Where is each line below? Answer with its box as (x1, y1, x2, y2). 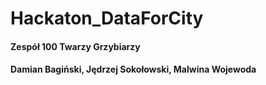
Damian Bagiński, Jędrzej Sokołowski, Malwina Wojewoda (10, 63, 257, 76)
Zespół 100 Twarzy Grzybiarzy (10, 40, 141, 52)
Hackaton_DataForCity (10, 7, 204, 30)
